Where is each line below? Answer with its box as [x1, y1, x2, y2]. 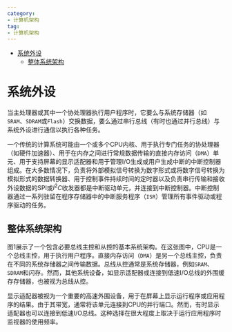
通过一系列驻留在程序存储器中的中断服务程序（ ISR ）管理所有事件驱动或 [12, 192, 216, 200]
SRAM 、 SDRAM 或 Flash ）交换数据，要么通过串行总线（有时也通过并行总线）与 [7, 117, 220, 125]
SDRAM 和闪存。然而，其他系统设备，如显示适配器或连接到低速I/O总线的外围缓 [7, 268, 225, 276]
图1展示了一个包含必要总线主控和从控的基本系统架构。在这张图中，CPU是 [7, 242, 216, 251]
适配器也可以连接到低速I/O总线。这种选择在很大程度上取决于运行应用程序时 [7, 309, 222, 317]
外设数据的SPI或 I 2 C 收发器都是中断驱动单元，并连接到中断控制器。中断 [7, 183, 207, 191]
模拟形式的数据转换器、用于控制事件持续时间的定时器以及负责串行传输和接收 [7, 175, 225, 183]
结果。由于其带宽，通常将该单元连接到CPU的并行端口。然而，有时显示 [19, 300, 220, 309]
